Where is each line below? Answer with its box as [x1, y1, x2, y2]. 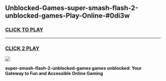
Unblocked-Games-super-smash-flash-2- [5, 4, 138, 12]
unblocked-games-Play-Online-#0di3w [5, 12, 130, 20]
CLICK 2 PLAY [5, 45, 40, 52]
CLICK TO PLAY [5, 27, 43, 33]
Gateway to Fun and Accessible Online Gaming [5, 70, 103, 76]
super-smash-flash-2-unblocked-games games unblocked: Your [5, 65, 142, 71]
